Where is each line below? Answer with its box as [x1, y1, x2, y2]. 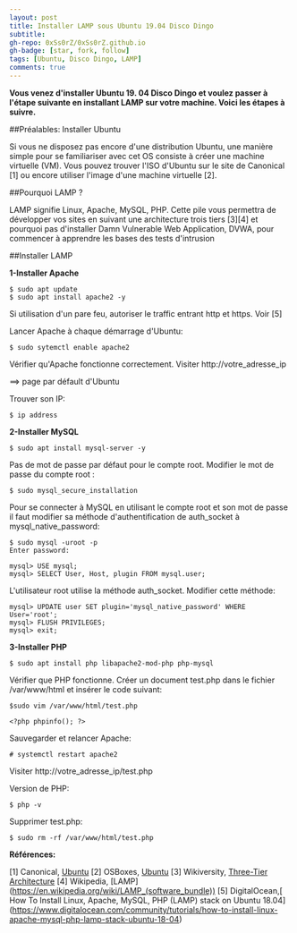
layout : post [9, 13, 58, 22]
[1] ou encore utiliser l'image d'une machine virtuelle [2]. [9, 169, 217, 180]
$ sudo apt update [9, 284, 78, 293]
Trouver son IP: [9, 393, 65, 403]
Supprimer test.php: [9, 816, 83, 827]
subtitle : [9, 30, 47, 38]
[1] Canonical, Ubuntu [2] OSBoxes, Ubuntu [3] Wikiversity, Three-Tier [9, 866, 268, 877]
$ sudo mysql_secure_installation [9, 486, 139, 495]
